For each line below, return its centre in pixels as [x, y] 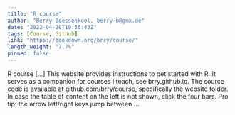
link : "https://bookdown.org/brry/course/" [73, 40]
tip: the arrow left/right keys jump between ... [73, 104]
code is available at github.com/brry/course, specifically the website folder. [118, 89]
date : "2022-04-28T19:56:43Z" [52, 27]
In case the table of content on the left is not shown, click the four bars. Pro [118, 96]
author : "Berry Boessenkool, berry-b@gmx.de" [76, 21]
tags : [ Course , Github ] [43, 34]
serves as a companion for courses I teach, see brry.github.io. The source [116, 81]
